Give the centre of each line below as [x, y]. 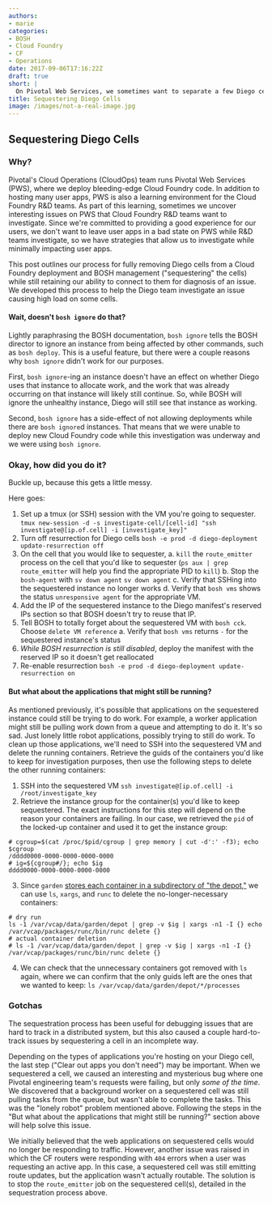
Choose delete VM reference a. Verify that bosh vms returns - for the [134, 632]
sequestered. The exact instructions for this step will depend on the [133, 810]
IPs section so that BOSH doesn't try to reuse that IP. [108, 614]
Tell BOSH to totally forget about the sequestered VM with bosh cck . [133, 623]
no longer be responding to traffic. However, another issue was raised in [129, 1149]
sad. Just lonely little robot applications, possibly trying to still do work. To [132, 735]
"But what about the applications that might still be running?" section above [134, 1116]
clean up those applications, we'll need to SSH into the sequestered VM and [135, 744]
